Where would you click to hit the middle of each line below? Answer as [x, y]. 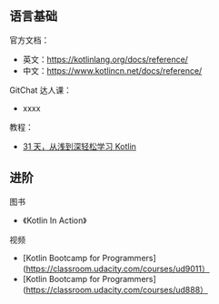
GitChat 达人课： [41, 90]
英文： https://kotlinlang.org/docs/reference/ [105, 59]
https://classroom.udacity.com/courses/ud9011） [118, 269]
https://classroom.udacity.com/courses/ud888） [117, 289]
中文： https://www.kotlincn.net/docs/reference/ [112, 70]
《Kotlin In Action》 [55, 220]
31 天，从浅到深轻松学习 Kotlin [79, 146]
